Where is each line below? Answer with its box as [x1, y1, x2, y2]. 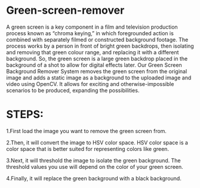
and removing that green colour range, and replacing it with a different [6, 48, 179, 56]
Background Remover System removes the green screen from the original [6, 67, 187, 75]
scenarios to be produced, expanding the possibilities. [6, 87, 140, 94]
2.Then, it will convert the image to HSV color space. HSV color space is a [6, 138, 188, 146]
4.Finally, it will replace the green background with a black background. [6, 174, 182, 182]
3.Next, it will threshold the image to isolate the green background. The [6, 156, 181, 164]
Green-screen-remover [6, 4, 125, 17]
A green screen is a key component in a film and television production [6, 23, 178, 30]
